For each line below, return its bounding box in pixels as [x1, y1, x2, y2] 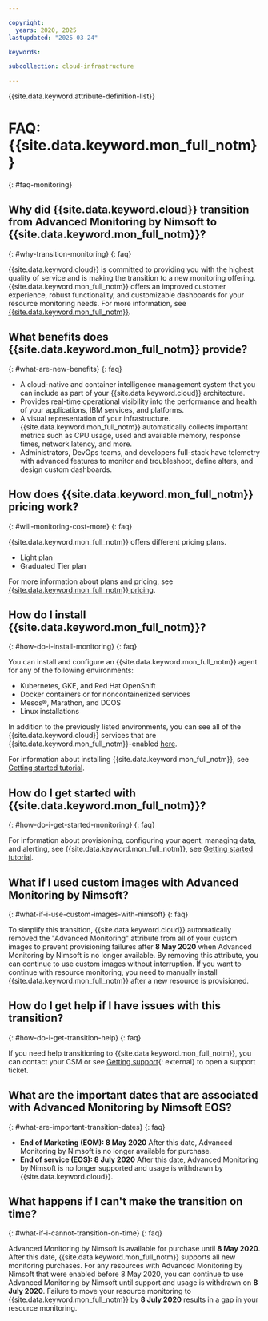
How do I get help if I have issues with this [8, 999, 222, 1012]
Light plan [19, 553, 54, 562]
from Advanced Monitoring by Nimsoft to [8, 215, 218, 229]
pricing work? [8, 501, 79, 514]
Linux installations [19, 707, 80, 716]
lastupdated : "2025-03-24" [8, 34, 98, 42]
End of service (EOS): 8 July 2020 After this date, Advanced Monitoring [19, 1155, 259, 1164]
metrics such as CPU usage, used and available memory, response [19, 430, 241, 440]
